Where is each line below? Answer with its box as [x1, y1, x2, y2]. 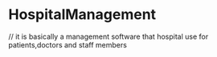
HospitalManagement [8, 6, 157, 24]
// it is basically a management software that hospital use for [8, 32, 209, 41]
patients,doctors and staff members [8, 40, 127, 49]
